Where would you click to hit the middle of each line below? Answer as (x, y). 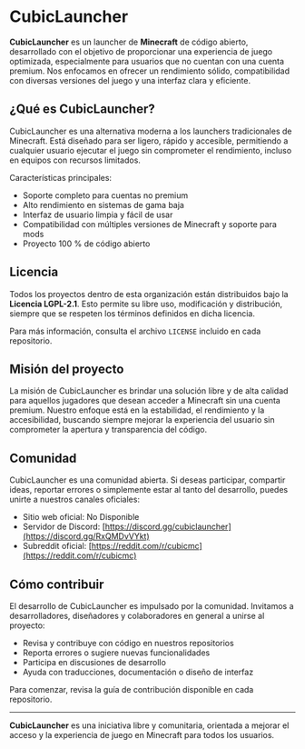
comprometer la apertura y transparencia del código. (108, 430)
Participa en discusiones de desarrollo (94, 662)
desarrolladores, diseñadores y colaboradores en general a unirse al (137, 616)
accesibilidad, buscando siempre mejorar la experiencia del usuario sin (142, 420)
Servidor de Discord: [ (64, 527)
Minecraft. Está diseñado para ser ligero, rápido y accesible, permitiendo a (149, 140)
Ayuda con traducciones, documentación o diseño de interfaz (138, 672)
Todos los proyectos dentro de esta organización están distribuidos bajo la (149, 294)
